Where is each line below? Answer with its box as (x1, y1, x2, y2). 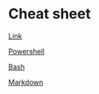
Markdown (8, 77, 44, 87)
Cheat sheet (8, 5, 91, 23)
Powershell (8, 46, 46, 56)
